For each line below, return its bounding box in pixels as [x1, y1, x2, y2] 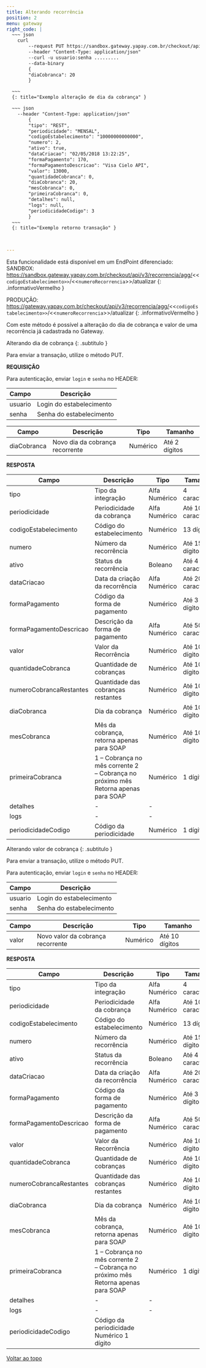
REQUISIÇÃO [6, 363, 40, 370]
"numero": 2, [28, 139, 62, 146]
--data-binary [28, 60, 64, 66]
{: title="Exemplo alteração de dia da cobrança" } [12, 94, 147, 101]
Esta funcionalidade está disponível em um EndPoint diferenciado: [6, 258, 174, 266]
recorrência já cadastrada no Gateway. [6, 327, 104, 335]
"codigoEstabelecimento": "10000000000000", [28, 134, 144, 140]
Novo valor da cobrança [36, 932, 106, 940]
